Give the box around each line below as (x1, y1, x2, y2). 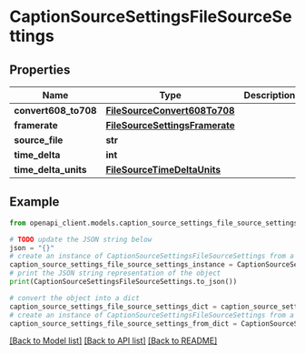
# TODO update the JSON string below (9, 235, 152, 244)
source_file (14, 134, 64, 147)
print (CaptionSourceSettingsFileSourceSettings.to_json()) (9, 278, 238, 287)
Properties (9, 62, 71, 77)
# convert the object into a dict (9, 293, 141, 302)
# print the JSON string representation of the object (9, 268, 221, 278)
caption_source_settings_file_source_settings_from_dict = (9, 319, 238, 329)
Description (243, 89, 296, 101)
